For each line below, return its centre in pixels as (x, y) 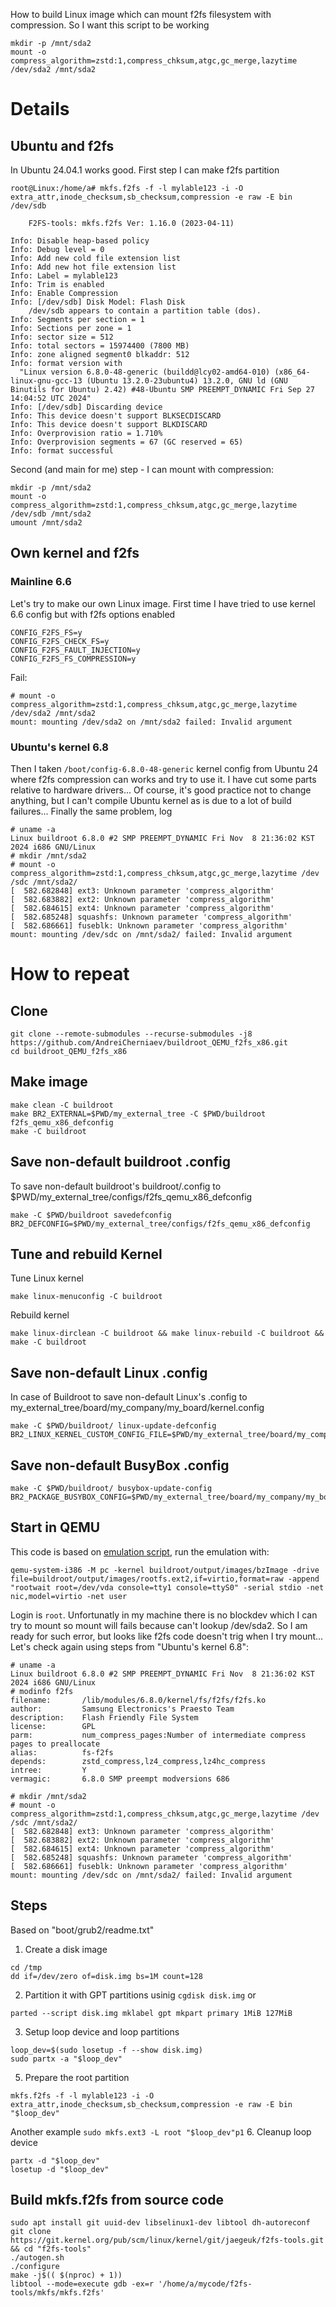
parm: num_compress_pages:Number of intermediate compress (158, 1735)
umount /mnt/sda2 (46, 523)
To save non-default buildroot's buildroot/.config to (116, 1186)
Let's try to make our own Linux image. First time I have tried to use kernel (163, 603)
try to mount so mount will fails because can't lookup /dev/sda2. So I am (159, 1625)
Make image (49, 1082)
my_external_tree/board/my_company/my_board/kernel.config (137, 1408)
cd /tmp (26, 1967)
